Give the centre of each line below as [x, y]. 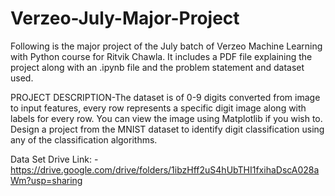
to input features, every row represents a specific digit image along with [158, 108]
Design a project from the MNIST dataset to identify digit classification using [167, 129]
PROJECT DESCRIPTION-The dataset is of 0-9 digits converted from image [165, 97]
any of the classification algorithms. [84, 139]
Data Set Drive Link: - [54, 159]
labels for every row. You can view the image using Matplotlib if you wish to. [166, 118]
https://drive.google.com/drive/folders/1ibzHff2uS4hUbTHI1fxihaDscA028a [165, 169]
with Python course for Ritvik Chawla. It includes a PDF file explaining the [161, 56]
